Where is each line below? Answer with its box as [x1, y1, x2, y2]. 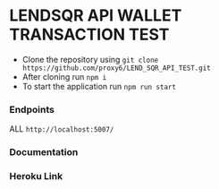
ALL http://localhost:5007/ [9, 124, 114, 134]
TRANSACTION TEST [9, 24, 170, 45]
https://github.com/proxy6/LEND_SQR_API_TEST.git [21, 64, 212, 73]
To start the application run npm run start [21, 81, 177, 91]
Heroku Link [9, 170, 63, 183]
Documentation [9, 146, 79, 159]
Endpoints [9, 103, 55, 116]
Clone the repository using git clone [21, 54, 159, 64]
